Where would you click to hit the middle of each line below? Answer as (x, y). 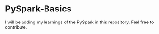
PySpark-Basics (38, 9)
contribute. (16, 27)
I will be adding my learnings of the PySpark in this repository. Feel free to (79, 22)
